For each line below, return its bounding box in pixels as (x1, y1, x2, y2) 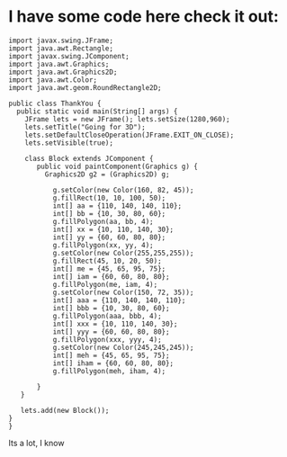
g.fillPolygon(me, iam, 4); (52, 280, 158, 289)
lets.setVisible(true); (24, 138, 114, 148)
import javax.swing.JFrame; (8, 36, 114, 45)
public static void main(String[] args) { (16, 106, 178, 116)
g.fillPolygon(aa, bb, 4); (52, 217, 154, 226)
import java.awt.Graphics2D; (8, 67, 118, 76)
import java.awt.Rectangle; (8, 43, 114, 53)
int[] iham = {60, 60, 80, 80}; (52, 358, 175, 368)
